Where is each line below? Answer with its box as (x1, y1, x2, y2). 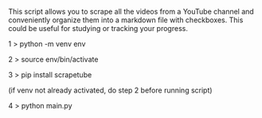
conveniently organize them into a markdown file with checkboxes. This (8, 15, 244, 25)
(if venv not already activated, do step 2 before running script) (8, 85, 213, 95)
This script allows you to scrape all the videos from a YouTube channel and (8, 7, 255, 16)
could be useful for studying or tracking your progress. (8, 24, 189, 33)
